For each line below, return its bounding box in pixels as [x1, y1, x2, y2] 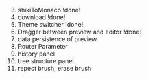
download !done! [17, 13, 66, 21]
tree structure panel [17, 57, 74, 65]
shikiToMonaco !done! [17, 6, 81, 14]
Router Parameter [17, 43, 68, 50]
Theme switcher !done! [17, 21, 84, 28]
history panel [17, 49, 56, 58]
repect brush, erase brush [17, 65, 92, 72]
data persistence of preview [17, 35, 97, 43]
